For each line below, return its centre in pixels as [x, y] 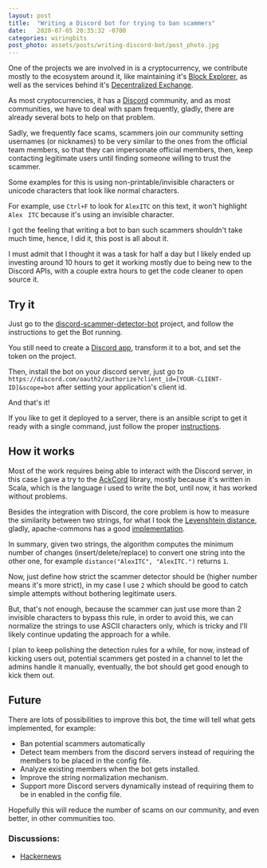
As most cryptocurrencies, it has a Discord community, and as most [120, 101]
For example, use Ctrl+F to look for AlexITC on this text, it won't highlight [128, 206]
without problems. [38, 496]
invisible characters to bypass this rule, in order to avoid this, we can [121, 617]
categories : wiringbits [48, 38]
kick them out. [32, 675]
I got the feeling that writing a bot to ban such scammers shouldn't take [126, 230]
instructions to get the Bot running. [65, 332]
